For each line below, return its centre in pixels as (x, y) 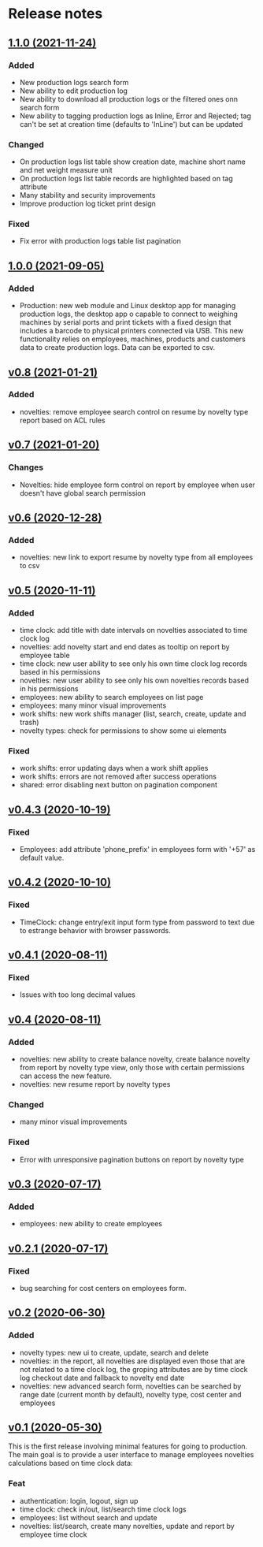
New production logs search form (74, 82)
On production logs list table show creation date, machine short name (132, 162)
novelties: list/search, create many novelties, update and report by (127, 1526)
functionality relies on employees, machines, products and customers (132, 339)
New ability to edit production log (74, 91)
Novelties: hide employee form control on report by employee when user (137, 485)
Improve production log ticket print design (87, 204)
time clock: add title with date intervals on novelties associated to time (133, 630)
